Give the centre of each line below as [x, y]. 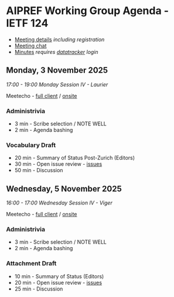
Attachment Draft [31, 264]
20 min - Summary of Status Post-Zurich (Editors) [75, 158]
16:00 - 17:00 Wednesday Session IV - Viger [59, 203]
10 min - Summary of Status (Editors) [59, 276]
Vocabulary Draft [31, 145]
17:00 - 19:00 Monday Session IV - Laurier [57, 84]
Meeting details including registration [59, 39]
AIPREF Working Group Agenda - [87, 11]
